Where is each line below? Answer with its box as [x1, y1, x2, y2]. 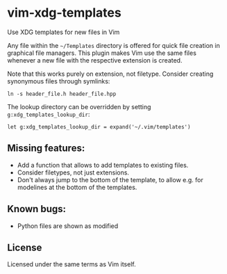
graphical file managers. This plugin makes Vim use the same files [7, 49, 196, 57]
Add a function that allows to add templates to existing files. [17, 161, 189, 169]
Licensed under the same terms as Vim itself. [7, 260, 137, 268]
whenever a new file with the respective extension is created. [7, 56, 183, 64]
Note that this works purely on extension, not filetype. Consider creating [7, 70, 214, 78]
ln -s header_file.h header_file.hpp [7, 90, 117, 97]
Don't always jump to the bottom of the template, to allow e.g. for [17, 175, 203, 184]
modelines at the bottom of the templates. [17, 183, 137, 191]
